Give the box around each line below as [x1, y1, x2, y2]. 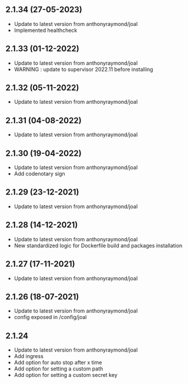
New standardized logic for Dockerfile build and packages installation [14, 242, 183, 249]
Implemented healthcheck [14, 27, 78, 34]
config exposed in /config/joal [14, 314, 87, 321]
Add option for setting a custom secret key [14, 372, 118, 379]
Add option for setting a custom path [14, 365, 103, 372]
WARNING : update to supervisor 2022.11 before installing [14, 65, 153, 73]
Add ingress [14, 353, 43, 360]
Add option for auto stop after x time [14, 359, 102, 366]
